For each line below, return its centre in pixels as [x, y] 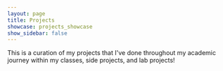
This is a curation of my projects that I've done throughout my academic [112, 53]
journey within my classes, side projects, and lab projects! [91, 61]
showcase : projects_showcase [50, 26]
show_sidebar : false [38, 33]
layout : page [26, 14]
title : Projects [31, 20]
